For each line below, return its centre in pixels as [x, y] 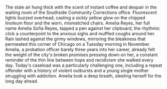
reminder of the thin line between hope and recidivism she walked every [79, 60]
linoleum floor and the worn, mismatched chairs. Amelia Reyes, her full [78, 23]
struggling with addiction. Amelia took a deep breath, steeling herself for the [83, 76]
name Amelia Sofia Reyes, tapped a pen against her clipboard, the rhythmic [83, 28]
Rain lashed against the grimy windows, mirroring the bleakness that [76, 39]
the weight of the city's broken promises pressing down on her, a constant [82, 55]
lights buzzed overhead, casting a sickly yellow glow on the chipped [75, 18]
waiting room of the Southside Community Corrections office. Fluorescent [81, 12]
